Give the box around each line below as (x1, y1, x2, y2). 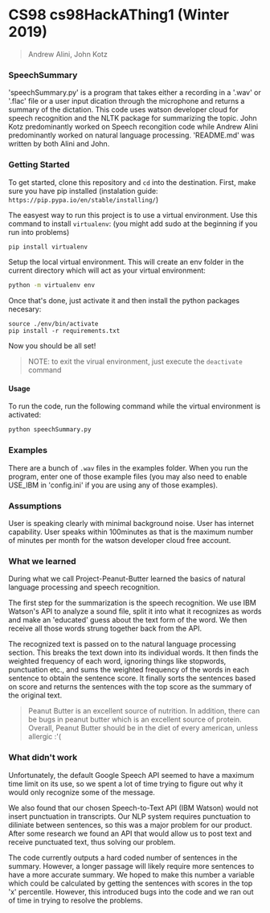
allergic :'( (27, 732, 62, 742)
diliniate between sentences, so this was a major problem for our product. (8, 820, 253, 829)
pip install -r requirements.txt (8, 327, 121, 335)
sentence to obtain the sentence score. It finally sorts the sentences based (8, 673, 256, 683)
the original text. (8, 690, 63, 701)
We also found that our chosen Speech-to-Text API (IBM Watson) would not (8, 803, 259, 812)
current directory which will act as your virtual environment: (8, 265, 207, 275)
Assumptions (8, 500, 62, 512)
